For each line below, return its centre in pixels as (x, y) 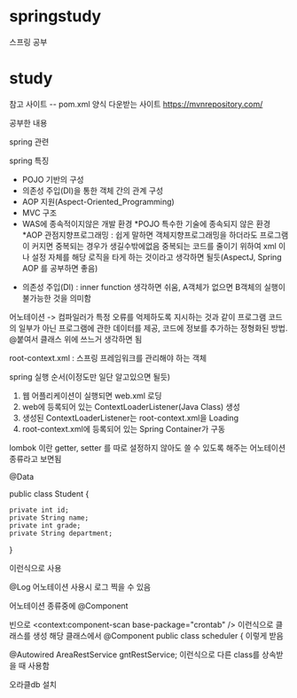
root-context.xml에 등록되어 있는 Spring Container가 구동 (124, 428)
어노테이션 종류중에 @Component (69, 606)
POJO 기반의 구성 (53, 179)
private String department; (61, 533)
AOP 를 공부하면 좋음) (60, 268)
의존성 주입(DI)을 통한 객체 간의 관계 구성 (93, 190)
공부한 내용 (28, 122)
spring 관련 (29, 141)
